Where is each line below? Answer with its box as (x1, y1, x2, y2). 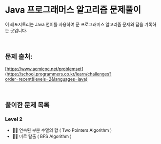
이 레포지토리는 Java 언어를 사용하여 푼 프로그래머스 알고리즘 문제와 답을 (5, 21, 144, 27)
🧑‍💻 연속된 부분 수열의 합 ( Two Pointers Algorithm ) (12, 127, 112, 133)
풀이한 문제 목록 (5, 101, 50, 109)
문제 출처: (5, 53, 33, 61)
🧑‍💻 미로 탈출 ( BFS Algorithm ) (12, 133, 72, 139)
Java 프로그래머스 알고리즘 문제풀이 (5, 4, 141, 16)
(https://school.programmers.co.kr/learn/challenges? (5, 71, 112, 77)
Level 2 (5, 116, 23, 123)
